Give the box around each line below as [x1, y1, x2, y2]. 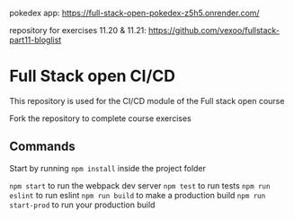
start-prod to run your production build [9, 199, 156, 210]
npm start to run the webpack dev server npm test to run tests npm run [9, 180, 271, 191]
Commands [9, 139, 76, 154]
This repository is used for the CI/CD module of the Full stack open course [9, 95, 285, 106]
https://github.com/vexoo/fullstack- [147, 25, 281, 35]
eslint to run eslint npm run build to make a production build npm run [9, 189, 266, 200]
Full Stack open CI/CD [9, 66, 175, 86]
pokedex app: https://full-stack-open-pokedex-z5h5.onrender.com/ [9, 8, 260, 18]
